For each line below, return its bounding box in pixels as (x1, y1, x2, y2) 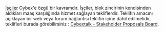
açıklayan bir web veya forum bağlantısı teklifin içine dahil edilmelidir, (5, 16, 151, 21)
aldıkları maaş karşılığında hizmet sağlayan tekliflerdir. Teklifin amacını (5, 10, 153, 16)
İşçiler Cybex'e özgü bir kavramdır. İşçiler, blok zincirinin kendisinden (5, 5, 151, 11)
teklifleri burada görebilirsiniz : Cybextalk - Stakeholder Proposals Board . (5, 21, 159, 27)
